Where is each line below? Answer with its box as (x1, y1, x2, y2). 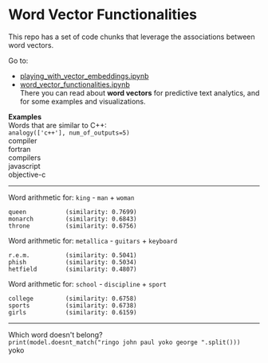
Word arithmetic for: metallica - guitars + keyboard (8, 236, 178, 245)
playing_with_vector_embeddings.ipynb (19, 71, 149, 80)
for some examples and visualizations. (19, 96, 146, 106)
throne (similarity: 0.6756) (8, 221, 137, 230)
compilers (8, 153, 41, 162)
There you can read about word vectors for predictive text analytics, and (19, 88, 260, 97)
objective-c (8, 170, 46, 179)
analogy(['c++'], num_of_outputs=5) (8, 129, 130, 137)
